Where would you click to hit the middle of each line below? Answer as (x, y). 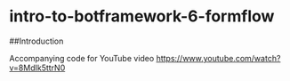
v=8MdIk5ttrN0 (37, 68)
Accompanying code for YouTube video (82, 58)
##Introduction (36, 41)
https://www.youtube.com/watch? (218, 58)
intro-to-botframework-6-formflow (142, 16)
